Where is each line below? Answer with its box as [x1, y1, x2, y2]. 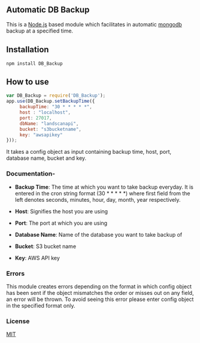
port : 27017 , [19, 115, 52, 121]
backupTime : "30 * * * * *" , [19, 104, 93, 110]
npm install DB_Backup [6, 60, 63, 67]
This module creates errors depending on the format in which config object [6, 282, 192, 290]
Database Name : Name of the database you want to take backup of [14, 231, 183, 238]
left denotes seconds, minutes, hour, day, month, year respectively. [14, 196, 181, 203]
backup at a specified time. [6, 27, 74, 34]
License [6, 317, 30, 325]
